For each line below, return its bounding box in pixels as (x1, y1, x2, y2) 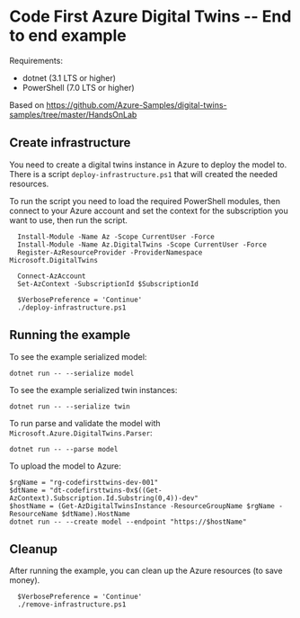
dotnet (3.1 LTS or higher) (22, 72, 117, 83)
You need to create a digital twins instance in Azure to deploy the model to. (9, 159, 287, 170)
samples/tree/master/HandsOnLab (9, 109, 137, 120)
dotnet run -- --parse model (9, 444, 119, 453)
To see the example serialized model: (9, 351, 147, 362)
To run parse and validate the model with (9, 417, 161, 428)
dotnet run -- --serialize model (9, 369, 135, 378)
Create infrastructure (9, 135, 131, 150)
